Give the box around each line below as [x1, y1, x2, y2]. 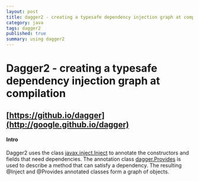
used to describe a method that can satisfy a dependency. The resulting [6, 161, 182, 169]
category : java [6, 20, 44, 25]
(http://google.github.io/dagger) [6, 119, 129, 130]
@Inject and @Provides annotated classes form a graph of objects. [6, 168, 170, 175]
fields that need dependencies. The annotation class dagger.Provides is [6, 155, 181, 163]
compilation [6, 87, 66, 101]
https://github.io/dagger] [9, 110, 105, 120]
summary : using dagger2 [6, 36, 65, 42]
